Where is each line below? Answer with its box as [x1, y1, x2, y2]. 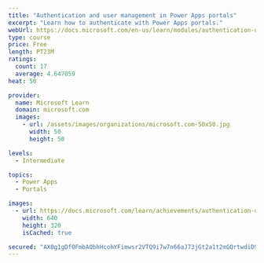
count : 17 [15, 63, 47, 71]
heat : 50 [8, 77, 37, 85]
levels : [8, 149, 34, 157]
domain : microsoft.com [15, 106, 90, 114]
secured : [8, 243, 37, 251]
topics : [8, 170, 34, 179]
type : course [8, 33, 51, 42]
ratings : [8, 56, 37, 64]
